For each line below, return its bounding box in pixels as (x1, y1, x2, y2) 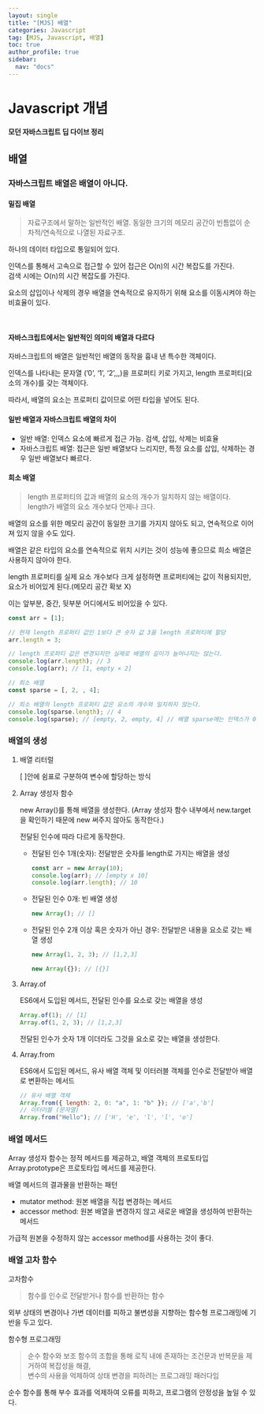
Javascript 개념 (8, 99, 109, 117)
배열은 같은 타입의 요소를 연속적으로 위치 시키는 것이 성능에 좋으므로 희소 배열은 (8, 545, 252, 555)
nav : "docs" (15, 63, 55, 71)
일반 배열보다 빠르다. (28, 453, 92, 462)
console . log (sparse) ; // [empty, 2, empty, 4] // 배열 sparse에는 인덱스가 (8, 715, 250, 723)
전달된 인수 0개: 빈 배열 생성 (31, 894, 118, 903)
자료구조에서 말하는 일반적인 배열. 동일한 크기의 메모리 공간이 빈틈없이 (27, 218, 243, 227)
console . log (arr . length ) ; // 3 (8, 657, 111, 665)
